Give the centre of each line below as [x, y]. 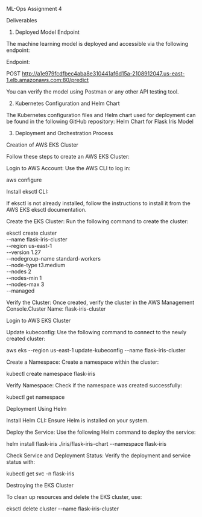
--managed [21, 291]
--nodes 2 [19, 271]
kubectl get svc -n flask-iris [40, 474]
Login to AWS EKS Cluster [39, 320]
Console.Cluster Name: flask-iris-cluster [56, 309]
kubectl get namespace [36, 397]
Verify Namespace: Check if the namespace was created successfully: [94, 385]
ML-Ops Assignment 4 [34, 9]
